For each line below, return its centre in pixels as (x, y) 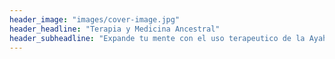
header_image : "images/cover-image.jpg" (95, 19)
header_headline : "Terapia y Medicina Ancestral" (115, 29)
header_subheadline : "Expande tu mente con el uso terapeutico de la (157, 38)
